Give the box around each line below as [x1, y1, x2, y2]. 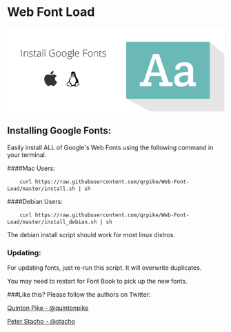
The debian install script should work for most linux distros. [7, 230, 176, 239]
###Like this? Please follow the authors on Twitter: [7, 290, 151, 299]
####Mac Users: [7, 164, 55, 172]
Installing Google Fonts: [7, 125, 112, 137]
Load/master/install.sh [7, 185, 76, 192]
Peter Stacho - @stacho [7, 317, 76, 326]
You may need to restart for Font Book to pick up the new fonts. [7, 277, 188, 286]
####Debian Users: [7, 197, 63, 205]
